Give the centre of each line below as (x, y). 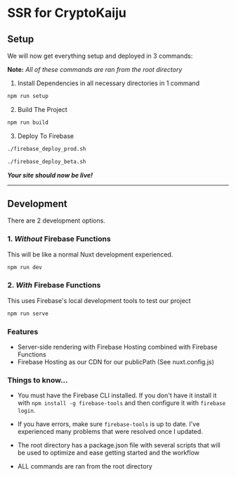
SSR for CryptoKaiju (67, 13)
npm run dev (25, 267)
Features (23, 331)
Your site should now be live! (50, 175)
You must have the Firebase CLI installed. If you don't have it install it (117, 395)
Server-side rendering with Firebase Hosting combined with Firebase (117, 347)
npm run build (28, 122)
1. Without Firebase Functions (59, 239)
